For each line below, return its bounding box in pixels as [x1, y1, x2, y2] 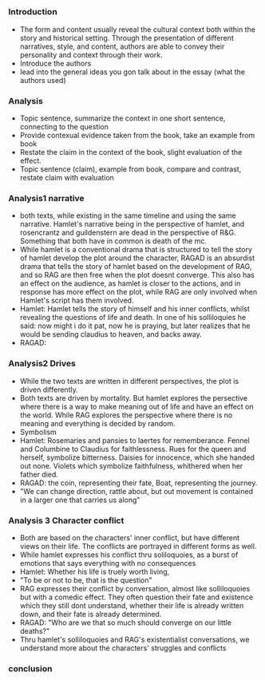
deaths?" [19, 626, 50, 635]
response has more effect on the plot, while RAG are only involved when [19, 287, 258, 297]
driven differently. [19, 385, 78, 394]
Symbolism [19, 427, 57, 437]
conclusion [8, 662, 53, 674]
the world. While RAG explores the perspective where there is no [19, 410, 233, 420]
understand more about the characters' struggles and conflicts [19, 642, 227, 653]
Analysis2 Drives [8, 358, 76, 370]
